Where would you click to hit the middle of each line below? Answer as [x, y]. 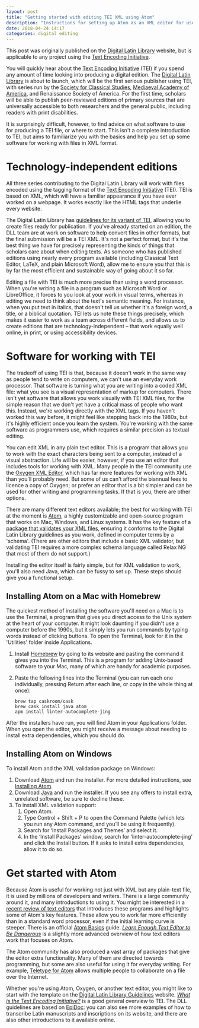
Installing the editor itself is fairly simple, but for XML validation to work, [94, 565]
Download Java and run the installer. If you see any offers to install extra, [104, 792]
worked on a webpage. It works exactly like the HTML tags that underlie [94, 202]
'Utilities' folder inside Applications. [49, 642]
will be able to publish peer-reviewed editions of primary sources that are [96, 100]
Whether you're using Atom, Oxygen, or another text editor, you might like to [99, 988]
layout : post [22, 12]
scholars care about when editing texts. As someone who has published [94, 252]
